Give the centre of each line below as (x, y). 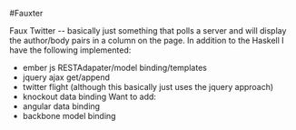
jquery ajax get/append (66, 77)
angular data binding (61, 106)
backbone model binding (69, 116)
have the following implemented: (70, 50)
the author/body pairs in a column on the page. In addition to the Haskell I (147, 40)
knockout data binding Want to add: (89, 96)
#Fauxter (26, 13)
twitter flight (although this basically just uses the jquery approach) (148, 87)
